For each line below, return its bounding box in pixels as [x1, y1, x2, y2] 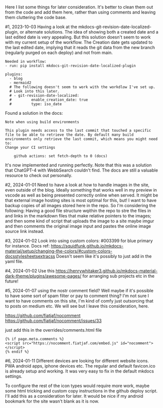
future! [5, 278, 18, 284]
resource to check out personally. [5, 173, 72, 178]
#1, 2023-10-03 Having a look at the [5, 24, 78, 30]
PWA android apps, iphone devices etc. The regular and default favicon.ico [5, 363, 156, 369]
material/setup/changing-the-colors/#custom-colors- [5, 248, 113, 254]
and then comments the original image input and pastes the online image [5, 223, 151, 229]
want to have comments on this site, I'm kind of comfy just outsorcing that [5, 298, 154, 303]
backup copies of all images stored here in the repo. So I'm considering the [5, 203, 156, 208]
